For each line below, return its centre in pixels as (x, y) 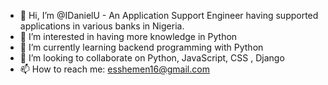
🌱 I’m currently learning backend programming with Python (141, 47)
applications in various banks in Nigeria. (102, 26)
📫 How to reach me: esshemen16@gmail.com (114, 69)
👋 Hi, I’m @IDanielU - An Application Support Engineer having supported (169, 15)
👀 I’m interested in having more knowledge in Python (128, 36)
